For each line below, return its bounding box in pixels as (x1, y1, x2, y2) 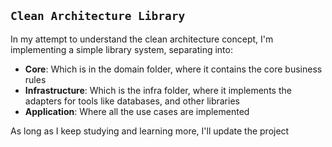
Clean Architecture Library (10, 9, 186, 24)
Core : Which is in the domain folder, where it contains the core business (24, 63, 323, 75)
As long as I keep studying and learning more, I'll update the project (10, 125, 290, 137)
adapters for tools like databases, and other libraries (24, 95, 240, 107)
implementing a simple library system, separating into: (10, 43, 233, 55)
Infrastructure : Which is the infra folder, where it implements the (24, 84, 292, 96)
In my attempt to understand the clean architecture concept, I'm (10, 33, 274, 45)
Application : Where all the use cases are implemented (24, 105, 250, 117)
